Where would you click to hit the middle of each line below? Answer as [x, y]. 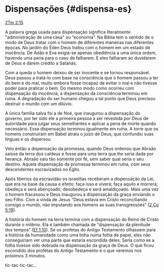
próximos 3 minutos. [26, 255]
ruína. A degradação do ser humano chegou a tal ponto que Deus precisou [80, 98]
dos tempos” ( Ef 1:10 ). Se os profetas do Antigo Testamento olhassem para [81, 230]
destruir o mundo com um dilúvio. [39, 104]
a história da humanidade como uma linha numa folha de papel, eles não [78, 235]
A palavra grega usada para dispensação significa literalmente [68, 32]
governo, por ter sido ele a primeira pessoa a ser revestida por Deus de [77, 118]
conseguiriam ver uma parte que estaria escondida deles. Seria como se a [80, 240]
